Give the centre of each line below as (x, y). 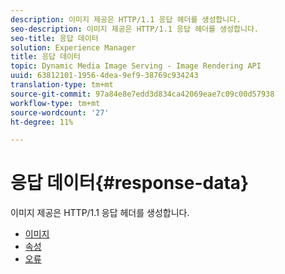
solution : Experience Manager (73, 47)
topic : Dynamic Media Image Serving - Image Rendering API (136, 66)
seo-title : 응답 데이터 (54, 38)
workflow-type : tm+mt (55, 103)
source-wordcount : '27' (60, 112)
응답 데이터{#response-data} (130, 183)
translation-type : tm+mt (62, 85)
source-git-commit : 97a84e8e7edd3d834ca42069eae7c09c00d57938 (142, 94)
